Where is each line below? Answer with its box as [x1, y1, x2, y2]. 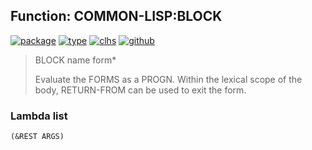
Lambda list [10, 109, 68, 123]
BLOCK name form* [34, 54, 117, 66]
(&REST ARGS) [10, 132, 65, 142]
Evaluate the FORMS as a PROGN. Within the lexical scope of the [34, 73, 303, 85]
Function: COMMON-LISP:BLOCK [10, 8, 223, 25]
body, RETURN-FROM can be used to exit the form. [34, 84, 247, 96]
